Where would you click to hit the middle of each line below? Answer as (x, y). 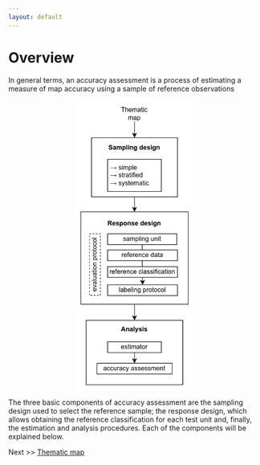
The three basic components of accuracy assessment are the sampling (126, 402)
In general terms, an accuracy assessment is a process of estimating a (125, 80)
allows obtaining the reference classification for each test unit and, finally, (130, 419)
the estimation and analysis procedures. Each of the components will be (128, 428)
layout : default (35, 17)
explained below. (36, 436)
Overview (41, 57)
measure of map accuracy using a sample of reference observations (122, 88)
